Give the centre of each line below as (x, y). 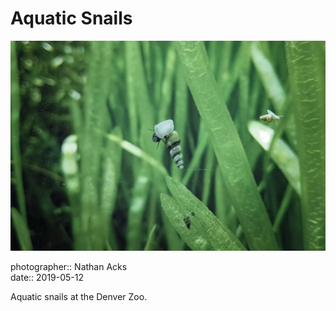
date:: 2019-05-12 (47, 278)
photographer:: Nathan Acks (69, 267)
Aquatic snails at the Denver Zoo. (79, 297)
